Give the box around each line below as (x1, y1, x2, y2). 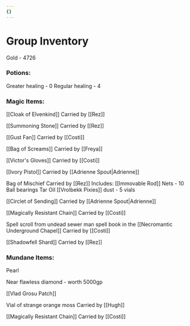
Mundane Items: (6, 253, 55, 262)
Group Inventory (6, 34, 89, 48)
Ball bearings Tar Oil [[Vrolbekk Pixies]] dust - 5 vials (6, 186, 135, 193)
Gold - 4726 (6, 54, 36, 61)
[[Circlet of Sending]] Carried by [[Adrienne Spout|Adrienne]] (6, 198, 156, 205)
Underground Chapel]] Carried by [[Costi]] (6, 227, 110, 234)
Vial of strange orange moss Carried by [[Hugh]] (6, 302, 125, 309)
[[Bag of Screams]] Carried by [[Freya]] (6, 145, 103, 152)
